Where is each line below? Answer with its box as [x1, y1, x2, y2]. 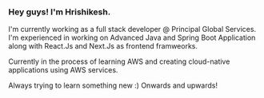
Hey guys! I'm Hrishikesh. [8, 6, 111, 18]
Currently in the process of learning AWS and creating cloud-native [8, 57, 230, 66]
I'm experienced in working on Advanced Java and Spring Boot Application [8, 33, 256, 42]
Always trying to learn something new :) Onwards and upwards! [8, 80, 218, 90]
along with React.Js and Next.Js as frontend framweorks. [8, 41, 198, 51]
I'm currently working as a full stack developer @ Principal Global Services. [8, 25, 257, 34]
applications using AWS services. [8, 65, 118, 75]
